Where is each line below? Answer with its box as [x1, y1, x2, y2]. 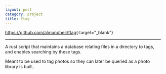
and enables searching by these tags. [5, 49, 82, 55]
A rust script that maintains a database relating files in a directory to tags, [5, 44, 155, 49]
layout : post [5, 7, 32, 12]
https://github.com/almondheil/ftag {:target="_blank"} [5, 30, 114, 36]
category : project [5, 12, 43, 17]
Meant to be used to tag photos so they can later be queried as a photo [5, 58, 150, 64]
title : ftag [5, 16, 30, 21]
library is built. [5, 64, 34, 70]
